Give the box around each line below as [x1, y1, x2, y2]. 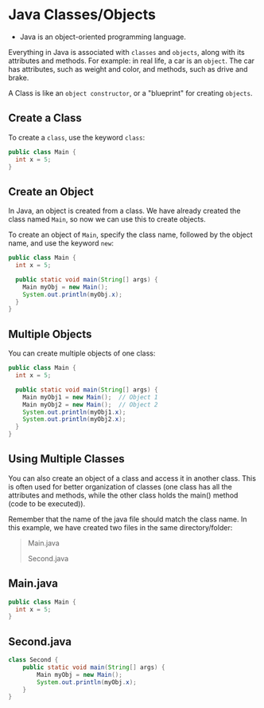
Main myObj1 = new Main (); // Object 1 [22, 393, 158, 401]
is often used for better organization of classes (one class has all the [8, 482, 232, 491]
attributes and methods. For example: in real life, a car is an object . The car [8, 56, 255, 65]
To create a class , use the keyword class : [8, 132, 146, 142]
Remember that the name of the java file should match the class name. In [8, 514, 247, 524]
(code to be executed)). [8, 498, 86, 508]
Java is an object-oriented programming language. [19, 32, 187, 41]
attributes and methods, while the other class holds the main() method [8, 490, 239, 500]
